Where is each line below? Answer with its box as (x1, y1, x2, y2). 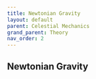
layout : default (7, 16, 53, 23)
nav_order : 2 (7, 35, 44, 42)
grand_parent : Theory (7, 29, 69, 36)
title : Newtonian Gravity (7, 10, 80, 17)
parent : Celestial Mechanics (7, 22, 90, 29)
